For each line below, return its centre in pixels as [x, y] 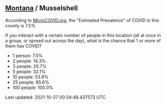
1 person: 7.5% [27, 55]
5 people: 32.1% [29, 71]
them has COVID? [23, 46]
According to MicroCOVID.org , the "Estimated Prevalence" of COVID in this [82, 20]
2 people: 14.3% [29, 61]
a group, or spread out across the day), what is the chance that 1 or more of [83, 40]
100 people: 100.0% [33, 87]
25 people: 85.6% [31, 82]
